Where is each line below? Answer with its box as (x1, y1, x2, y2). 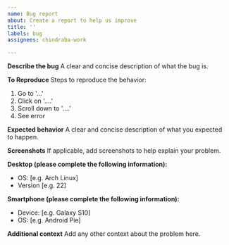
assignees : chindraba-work (7, 37, 87, 44)
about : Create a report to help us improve (7, 17, 137, 24)
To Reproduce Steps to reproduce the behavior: (7, 75, 147, 84)
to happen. (7, 133, 39, 142)
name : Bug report (7, 10, 58, 18)
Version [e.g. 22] (17, 181, 67, 190)
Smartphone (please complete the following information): (7, 195, 180, 203)
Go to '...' (17, 89, 44, 98)
